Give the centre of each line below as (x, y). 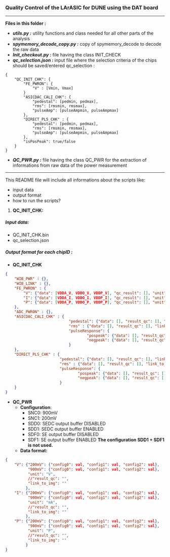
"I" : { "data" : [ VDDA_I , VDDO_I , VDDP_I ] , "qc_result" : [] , (87, 298)
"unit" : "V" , (41, 474)
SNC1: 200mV (42, 418)
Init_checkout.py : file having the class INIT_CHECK (67, 55)
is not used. (40, 445)
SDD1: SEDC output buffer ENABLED (66, 429)
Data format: (34, 450)
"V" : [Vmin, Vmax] (53, 88)
